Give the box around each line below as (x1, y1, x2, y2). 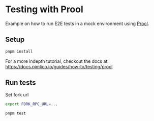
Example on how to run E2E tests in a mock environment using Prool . (5, 20, 149, 27)
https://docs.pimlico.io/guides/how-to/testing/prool (5, 63, 113, 69)
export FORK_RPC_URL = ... (5, 102, 58, 107)
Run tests (5, 78, 36, 87)
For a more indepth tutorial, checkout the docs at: (5, 58, 109, 64)
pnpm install (5, 49, 33, 54)
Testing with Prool (5, 4, 84, 15)
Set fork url (5, 92, 29, 98)
